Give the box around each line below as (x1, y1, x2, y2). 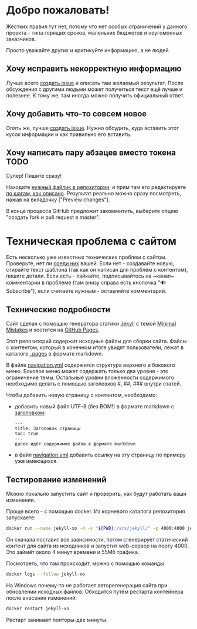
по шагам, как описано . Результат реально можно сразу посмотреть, (6, 190, 182, 197)
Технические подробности (6, 305, 110, 314)
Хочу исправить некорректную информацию (6, 64, 182, 74)
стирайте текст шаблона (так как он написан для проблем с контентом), (6, 266, 188, 273)
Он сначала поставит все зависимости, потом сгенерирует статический (6, 536, 188, 543)
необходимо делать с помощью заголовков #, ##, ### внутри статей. (6, 380, 182, 387)
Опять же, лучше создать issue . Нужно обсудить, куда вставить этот (6, 124, 179, 131)
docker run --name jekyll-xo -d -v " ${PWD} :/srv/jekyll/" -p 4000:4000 (6, 525, 185, 531)
